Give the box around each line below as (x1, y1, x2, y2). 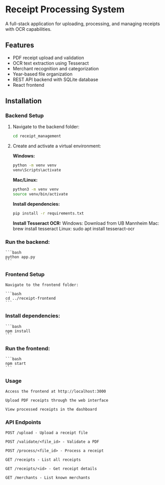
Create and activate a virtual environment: (12, 143, 101, 149)
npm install (5, 328, 31, 334)
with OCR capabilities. (5, 26, 52, 32)
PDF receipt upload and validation (12, 54, 84, 61)
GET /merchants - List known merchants (5, 475, 90, 480)
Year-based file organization (12, 71, 73, 77)
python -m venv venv (12, 163, 57, 168)
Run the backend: (5, 238, 50, 245)
